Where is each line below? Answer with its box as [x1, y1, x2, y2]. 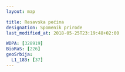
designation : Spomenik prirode [6, 25, 83, 30]
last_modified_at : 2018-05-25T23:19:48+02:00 [6, 30, 119, 36]
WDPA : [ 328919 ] [6, 40, 43, 47]
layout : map [6, 8, 35, 15]
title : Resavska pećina [6, 19, 65, 25]
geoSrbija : [6, 52, 33, 57]
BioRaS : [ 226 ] [6, 46, 41, 52]
